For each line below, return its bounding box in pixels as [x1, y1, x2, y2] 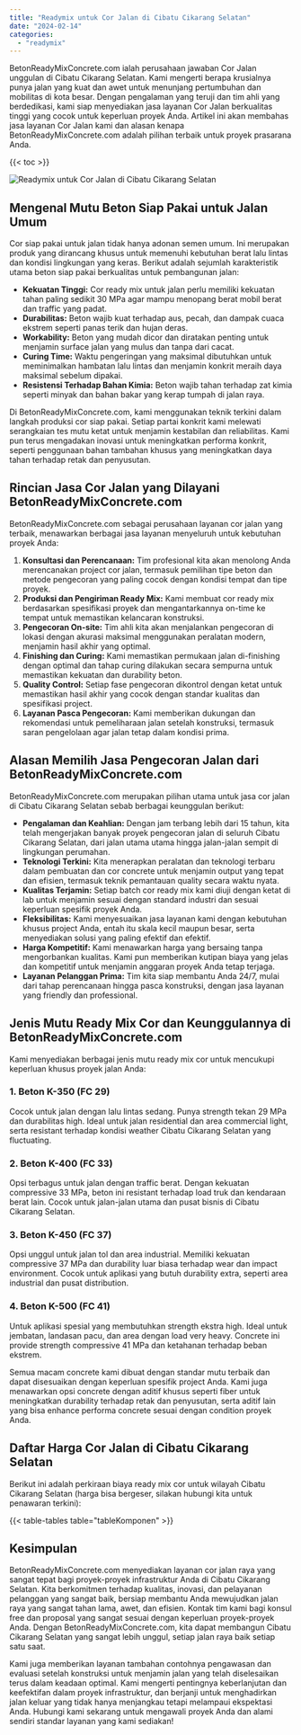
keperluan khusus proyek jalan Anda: [9, 1063, 146, 1074]
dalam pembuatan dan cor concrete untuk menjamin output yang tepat [22, 865, 285, 876]
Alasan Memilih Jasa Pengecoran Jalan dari [9, 752, 260, 769]
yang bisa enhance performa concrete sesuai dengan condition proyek [9, 1404, 272, 1416]
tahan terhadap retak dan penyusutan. [9, 455, 151, 466]
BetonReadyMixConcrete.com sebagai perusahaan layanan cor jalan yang [9, 518, 283, 529]
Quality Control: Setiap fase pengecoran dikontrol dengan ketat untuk [22, 679, 283, 690]
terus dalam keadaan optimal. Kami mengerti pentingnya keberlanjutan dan [9, 1677, 288, 1688]
